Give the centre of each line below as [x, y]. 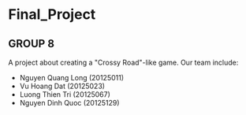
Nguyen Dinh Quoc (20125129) [69, 103]
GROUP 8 [32, 44]
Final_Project [52, 15]
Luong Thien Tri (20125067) [65, 95]
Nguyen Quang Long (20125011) [72, 78]
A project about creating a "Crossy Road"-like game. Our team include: [123, 62]
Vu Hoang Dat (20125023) [62, 86]
